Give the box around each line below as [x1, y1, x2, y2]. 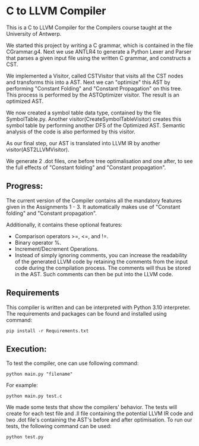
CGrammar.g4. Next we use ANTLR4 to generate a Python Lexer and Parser [6, 48, 192, 55]
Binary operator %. [14, 239, 61, 246]
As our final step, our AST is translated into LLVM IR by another [6, 139, 160, 146]
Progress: [6, 181, 43, 191]
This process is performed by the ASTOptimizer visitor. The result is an [6, 91, 179, 98]
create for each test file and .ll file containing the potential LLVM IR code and [6, 410, 194, 417]
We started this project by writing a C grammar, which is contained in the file [6, 42, 194, 49]
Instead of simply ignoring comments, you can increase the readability [14, 251, 187, 258]
